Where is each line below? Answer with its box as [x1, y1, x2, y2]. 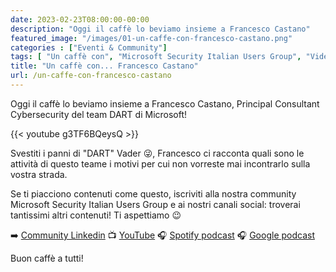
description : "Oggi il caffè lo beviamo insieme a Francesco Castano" [10, 24, 311, 34]
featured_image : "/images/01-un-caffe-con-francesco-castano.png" [10, 33, 293, 43]
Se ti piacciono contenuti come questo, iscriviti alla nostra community [10, 187, 297, 200]
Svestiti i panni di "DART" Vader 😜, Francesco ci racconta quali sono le [10, 147, 305, 159]
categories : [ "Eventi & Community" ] [10, 42, 168, 53]
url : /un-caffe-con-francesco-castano [10, 71, 172, 81]
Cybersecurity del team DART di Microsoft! [10, 108, 188, 120]
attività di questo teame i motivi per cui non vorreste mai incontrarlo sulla [10, 157, 311, 170]
